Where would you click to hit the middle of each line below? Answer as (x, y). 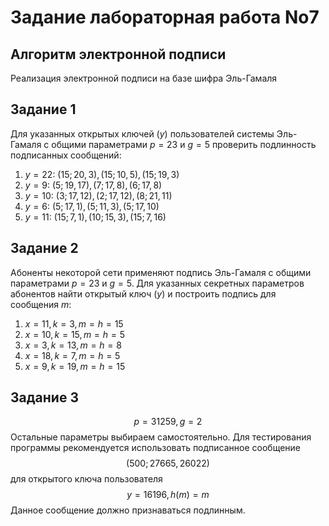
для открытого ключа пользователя (86, 479)
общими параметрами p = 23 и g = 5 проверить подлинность (184, 144)
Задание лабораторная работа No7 (165, 17)
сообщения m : (41, 304)
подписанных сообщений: (66, 155)
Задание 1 (43, 109)
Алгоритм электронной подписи (118, 54)
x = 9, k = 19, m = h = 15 (75, 366)
